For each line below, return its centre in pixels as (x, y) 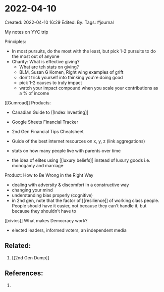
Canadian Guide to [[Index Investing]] (50, 112)
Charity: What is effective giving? (46, 61)
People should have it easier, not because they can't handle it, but (79, 205)
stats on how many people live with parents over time (66, 150)
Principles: (15, 41)
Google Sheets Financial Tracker (45, 122)
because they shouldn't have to (44, 211)
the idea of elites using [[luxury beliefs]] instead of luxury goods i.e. (81, 160)
